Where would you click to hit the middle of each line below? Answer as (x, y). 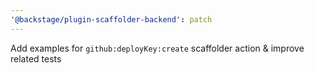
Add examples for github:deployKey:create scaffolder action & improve (157, 48)
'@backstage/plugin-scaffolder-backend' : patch (111, 19)
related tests (36, 58)
